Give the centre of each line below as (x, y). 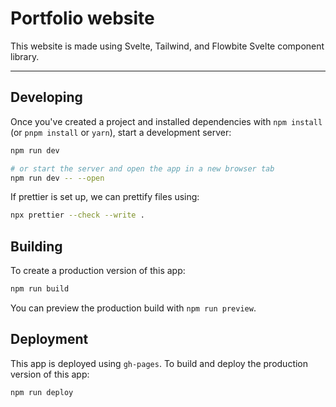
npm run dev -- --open (57, 178)
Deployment (49, 339)
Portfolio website (82, 18)
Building (36, 246)
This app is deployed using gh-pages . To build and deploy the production (159, 363)
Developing (46, 97)
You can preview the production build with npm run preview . (133, 308)
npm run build (40, 289)
